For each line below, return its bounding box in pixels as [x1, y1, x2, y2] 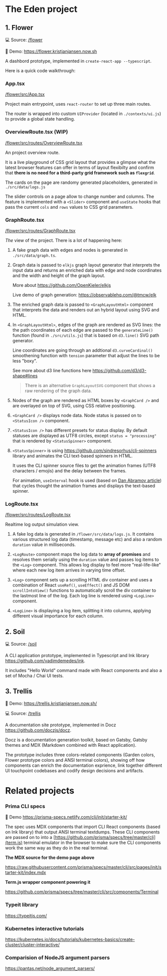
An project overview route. [5, 149, 60, 155]
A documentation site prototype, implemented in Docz [5, 721, 116, 728]
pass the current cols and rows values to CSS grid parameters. [5, 204, 134, 210]
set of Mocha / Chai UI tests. [5, 673, 64, 679]
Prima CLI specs [5, 803, 45, 810]
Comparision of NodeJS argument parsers [5, 954, 110, 961]
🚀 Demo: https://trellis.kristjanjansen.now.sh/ [5, 700, 97, 706]
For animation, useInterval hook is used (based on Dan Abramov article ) [12, 477, 162, 483]
